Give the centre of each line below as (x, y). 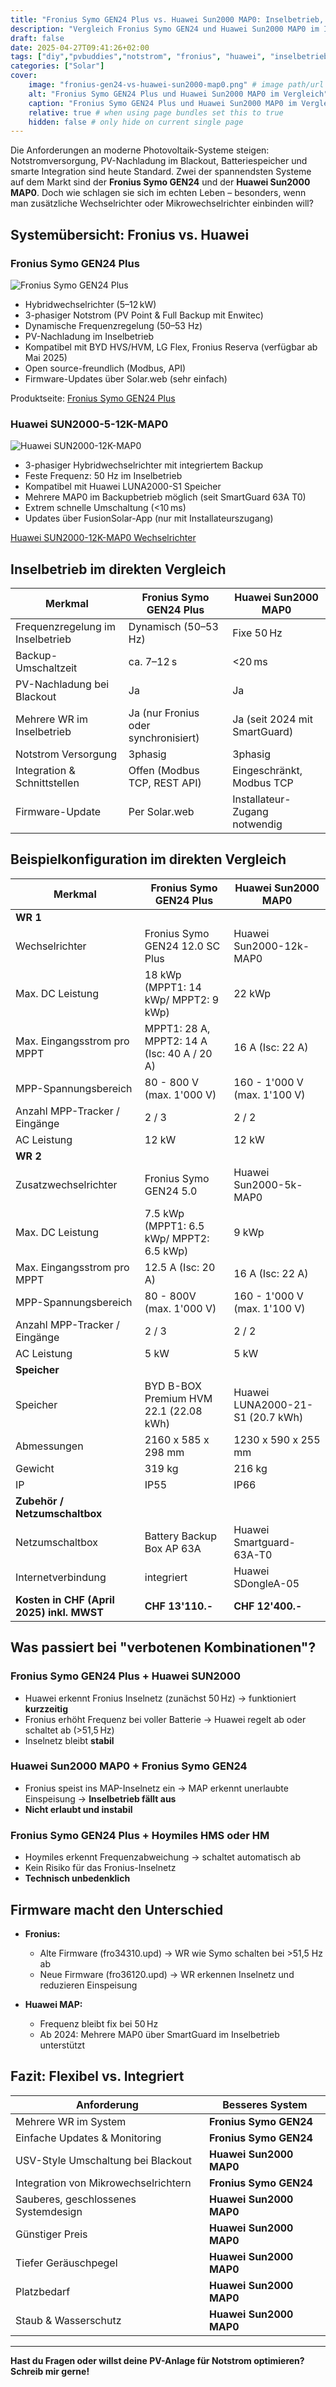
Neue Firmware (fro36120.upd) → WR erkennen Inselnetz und (167, 1974)
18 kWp (163, 974)
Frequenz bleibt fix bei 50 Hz (99, 2023)
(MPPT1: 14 (173, 987)
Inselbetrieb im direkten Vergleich (118, 569)
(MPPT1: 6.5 (174, 1226)
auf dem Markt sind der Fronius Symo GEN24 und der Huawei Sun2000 (160, 182)
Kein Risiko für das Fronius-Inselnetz (100, 1868)
